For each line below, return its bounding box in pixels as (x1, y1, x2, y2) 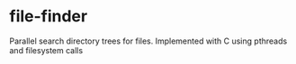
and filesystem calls (9, 44, 84, 55)
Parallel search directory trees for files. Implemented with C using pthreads (9, 36, 288, 46)
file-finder (9, 6, 88, 27)
